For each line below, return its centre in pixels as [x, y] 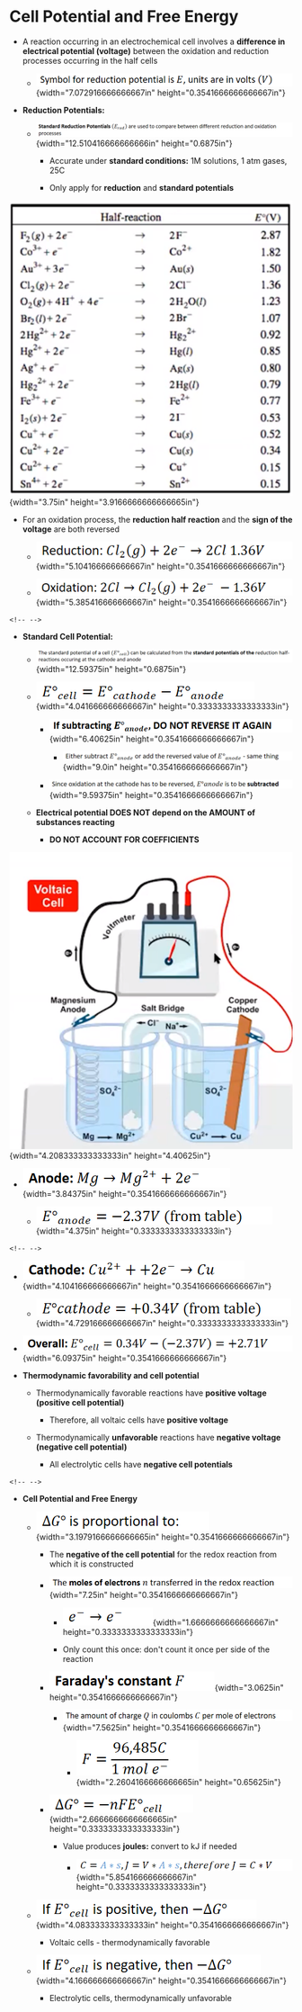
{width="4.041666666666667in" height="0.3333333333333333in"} [162, 706]
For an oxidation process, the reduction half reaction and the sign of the [157, 520]
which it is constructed [91, 1564]
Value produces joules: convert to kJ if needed [150, 1846]
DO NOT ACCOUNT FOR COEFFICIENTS [124, 840]
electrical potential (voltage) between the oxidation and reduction [146, 50]
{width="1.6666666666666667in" [216, 1622]
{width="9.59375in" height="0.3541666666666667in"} [151, 795]
